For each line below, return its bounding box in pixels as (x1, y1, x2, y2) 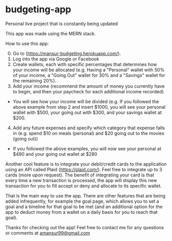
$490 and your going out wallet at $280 (12, 151, 98, 157)
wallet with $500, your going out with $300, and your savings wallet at (12, 109, 162, 115)
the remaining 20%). (12, 77, 56, 84)
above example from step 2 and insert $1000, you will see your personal (12, 104, 166, 110)
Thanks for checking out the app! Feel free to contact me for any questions (5, 224, 164, 230)
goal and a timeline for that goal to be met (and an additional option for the (5, 204, 163, 210)
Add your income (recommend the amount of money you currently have (12, 83, 165, 89)
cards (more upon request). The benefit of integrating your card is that (5, 172, 155, 178)
